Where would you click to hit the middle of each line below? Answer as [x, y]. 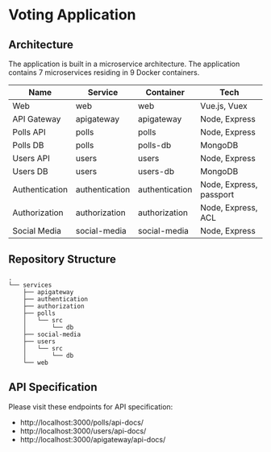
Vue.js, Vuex [224, 106]
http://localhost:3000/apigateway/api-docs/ [93, 439]
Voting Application [72, 15]
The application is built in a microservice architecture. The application [124, 64]
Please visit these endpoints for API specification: [91, 406]
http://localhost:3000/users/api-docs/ [83, 431]
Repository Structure [63, 259]
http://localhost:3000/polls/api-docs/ [81, 422]
